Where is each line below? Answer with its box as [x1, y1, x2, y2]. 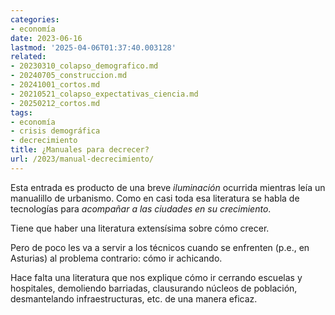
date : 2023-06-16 [10, 33, 83, 43]
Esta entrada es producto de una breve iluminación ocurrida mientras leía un [10, 181, 326, 193]
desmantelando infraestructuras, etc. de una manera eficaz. [10, 292, 258, 305]
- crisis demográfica [10, 126, 101, 136]
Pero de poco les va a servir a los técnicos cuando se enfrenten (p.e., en [10, 241, 310, 253]
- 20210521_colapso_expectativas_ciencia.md [10, 89, 199, 99]
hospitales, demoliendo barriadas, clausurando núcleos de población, [10, 282, 298, 294]
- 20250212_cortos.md [10, 98, 101, 108]
